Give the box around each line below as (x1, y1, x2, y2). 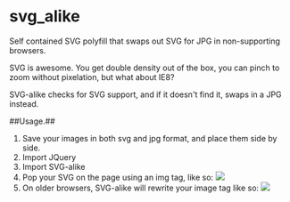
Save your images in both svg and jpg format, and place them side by (21, 133, 278, 143)
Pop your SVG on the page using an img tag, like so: (21, 172, 214, 182)
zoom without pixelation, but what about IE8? (9, 71, 175, 82)
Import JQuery (21, 151, 77, 162)
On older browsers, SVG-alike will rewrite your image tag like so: (21, 182, 260, 193)
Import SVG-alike (21, 161, 87, 172)
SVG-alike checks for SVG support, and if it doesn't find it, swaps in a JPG (9, 89, 283, 100)
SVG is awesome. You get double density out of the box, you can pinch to (9, 62, 280, 73)
